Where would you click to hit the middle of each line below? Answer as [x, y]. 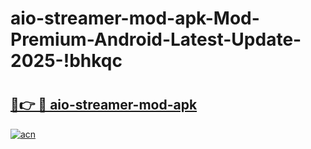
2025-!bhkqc [66, 61]
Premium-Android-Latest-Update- [156, 39]
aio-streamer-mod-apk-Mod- [135, 18]
